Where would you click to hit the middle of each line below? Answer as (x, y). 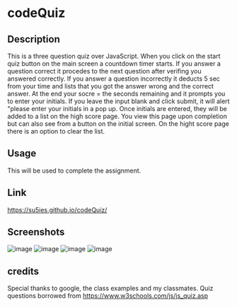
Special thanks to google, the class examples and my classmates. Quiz (110, 289)
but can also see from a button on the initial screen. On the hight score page (118, 124)
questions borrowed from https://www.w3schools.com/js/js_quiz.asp (108, 296)
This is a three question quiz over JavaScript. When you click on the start (114, 56)
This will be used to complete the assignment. (74, 170)
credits (23, 271)
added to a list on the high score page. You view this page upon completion (117, 116)
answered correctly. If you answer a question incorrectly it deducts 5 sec (114, 79)
